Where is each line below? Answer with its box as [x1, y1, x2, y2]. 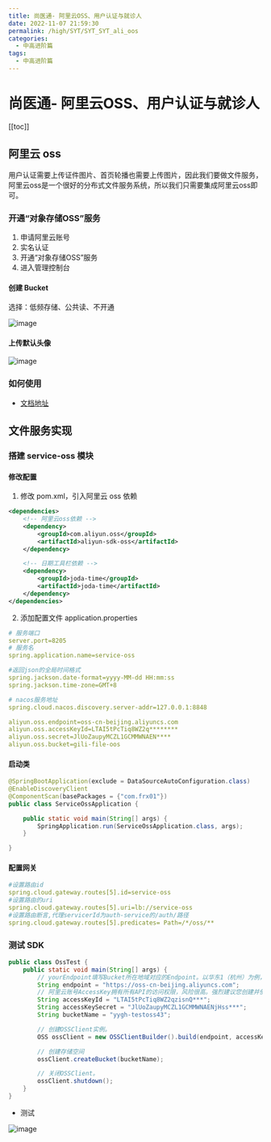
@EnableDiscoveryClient [8, 785, 89, 793]
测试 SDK [8, 939, 44, 950]
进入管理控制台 [19, 262, 70, 272]
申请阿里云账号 [19, 232, 70, 242]
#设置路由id [8, 881, 44, 890]
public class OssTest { [8, 958, 89, 966]
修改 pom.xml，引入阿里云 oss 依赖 [19, 491, 138, 501]
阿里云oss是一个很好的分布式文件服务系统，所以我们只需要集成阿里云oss [8, 180, 252, 190]
